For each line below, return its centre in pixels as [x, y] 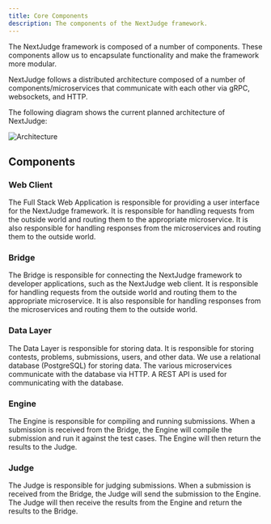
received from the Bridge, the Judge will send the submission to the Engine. [135, 494]
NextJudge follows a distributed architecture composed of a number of [127, 79]
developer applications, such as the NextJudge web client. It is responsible [133, 284]
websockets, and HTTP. [48, 96]
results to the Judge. [43, 447]
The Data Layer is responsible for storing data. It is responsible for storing [131, 348]
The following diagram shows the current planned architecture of [116, 112]
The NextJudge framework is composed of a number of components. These [135, 46]
